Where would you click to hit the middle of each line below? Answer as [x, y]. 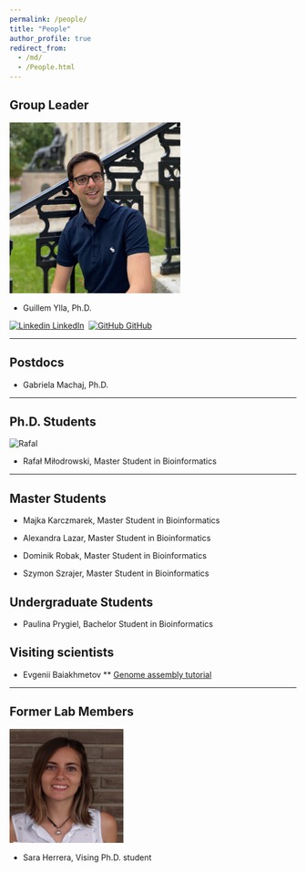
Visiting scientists [62, 653]
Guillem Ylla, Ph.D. [57, 308]
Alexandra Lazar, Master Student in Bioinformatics [117, 539]
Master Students [58, 498]
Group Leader [49, 105]
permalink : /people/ [49, 19]
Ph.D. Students [53, 422]
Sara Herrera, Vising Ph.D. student [87, 857]
